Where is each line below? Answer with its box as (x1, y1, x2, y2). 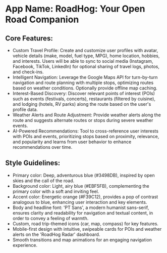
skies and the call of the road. (12, 178, 75, 184)
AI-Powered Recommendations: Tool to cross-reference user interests (12, 128, 159, 134)
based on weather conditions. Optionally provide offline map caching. (12, 85, 157, 91)
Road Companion (5, 14, 79, 25)
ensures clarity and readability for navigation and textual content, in (12, 209, 153, 216)
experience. (12, 242, 38, 248)
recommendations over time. (12, 144, 73, 150)
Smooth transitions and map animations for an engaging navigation (12, 236, 152, 243)
